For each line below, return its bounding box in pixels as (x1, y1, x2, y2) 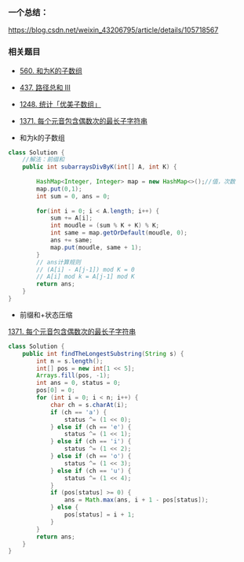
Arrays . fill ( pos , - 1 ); (36, 372, 111, 379)
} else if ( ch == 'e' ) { (49, 423, 132, 431)
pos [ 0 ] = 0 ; (36, 386, 76, 394)
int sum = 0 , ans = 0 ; (36, 192, 111, 200)
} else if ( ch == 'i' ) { (49, 438, 132, 446)
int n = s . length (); (36, 357, 104, 365)
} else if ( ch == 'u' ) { (49, 467, 132, 475)
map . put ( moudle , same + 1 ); (49, 243, 143, 251)
